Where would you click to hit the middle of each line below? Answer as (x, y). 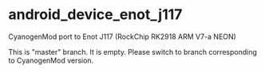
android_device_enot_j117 (95, 15)
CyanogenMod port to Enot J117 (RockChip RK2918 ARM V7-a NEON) (123, 36)
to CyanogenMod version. (51, 60)
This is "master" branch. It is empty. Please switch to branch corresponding (132, 52)
